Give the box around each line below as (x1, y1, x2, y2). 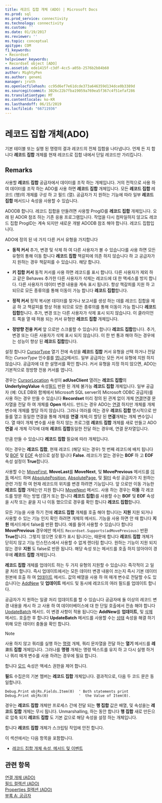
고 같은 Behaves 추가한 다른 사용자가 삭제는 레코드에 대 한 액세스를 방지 (12, 275, 148, 281)
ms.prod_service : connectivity (5, 16, 68, 21)
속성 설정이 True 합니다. (5, 458, 50, 464)
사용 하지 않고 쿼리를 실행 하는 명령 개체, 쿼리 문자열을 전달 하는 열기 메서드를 (5, 641, 151, 646)
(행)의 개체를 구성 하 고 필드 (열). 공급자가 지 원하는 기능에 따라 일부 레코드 (14, 192, 154, 197)
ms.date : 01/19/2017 (5, 30, 47, 34)
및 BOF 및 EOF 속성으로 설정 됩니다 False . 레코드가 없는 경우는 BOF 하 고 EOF (5, 452, 153, 458)
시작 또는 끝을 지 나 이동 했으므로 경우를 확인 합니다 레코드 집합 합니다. (10, 499, 141, 505)
